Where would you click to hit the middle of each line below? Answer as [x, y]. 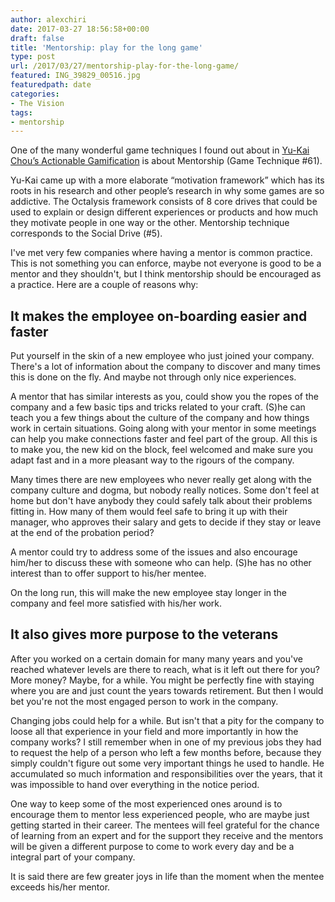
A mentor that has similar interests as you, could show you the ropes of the [164, 397]
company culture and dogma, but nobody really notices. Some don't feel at [165, 490]
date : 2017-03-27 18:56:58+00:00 [80, 29]
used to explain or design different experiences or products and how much [164, 212]
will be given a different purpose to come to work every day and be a [152, 846]
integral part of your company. [73, 857]
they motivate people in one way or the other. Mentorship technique [150, 223]
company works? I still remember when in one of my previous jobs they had [166, 742]
